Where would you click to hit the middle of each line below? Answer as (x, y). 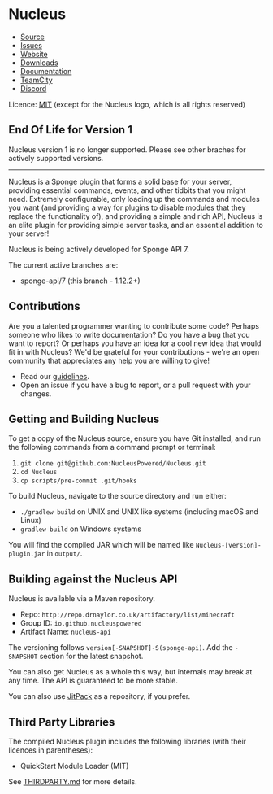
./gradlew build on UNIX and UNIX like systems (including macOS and (139, 512)
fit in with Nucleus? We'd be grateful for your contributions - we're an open (134, 351)
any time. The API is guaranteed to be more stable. (93, 681)
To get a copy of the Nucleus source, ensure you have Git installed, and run (135, 438)
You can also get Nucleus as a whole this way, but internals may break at (130, 672)
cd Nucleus (39, 473)
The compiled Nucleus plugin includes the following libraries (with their (127, 742)
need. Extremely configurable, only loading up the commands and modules (134, 198)
